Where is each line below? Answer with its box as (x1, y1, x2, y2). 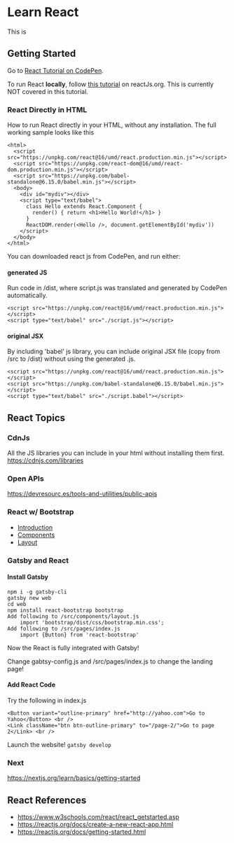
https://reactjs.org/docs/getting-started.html (17, 828, 146, 836)
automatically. (7, 292, 48, 300)
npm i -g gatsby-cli (7, 588, 68, 596)
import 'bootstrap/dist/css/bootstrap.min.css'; (20, 619, 165, 626)
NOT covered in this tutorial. (7, 87, 89, 95)
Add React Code (7, 680, 56, 689)
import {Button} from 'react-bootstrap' (20, 631, 139, 638)
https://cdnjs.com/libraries (7, 456, 84, 465)
